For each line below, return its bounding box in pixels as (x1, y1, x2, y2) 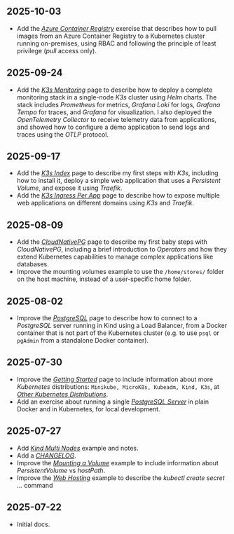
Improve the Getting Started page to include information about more (16, 375, 214, 383)
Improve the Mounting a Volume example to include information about (16, 458, 219, 467)
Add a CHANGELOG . (16, 451, 76, 460)
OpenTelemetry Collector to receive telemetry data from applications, (16, 115, 216, 123)
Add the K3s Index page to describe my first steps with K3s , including (16, 169, 219, 177)
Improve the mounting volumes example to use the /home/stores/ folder (16, 268, 225, 276)
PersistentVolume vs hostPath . (16, 466, 106, 474)
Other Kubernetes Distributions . (16, 390, 109, 398)
